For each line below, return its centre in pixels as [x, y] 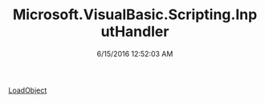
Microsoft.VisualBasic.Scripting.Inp [135, 15]
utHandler [135, 32]
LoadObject [28, 90]
